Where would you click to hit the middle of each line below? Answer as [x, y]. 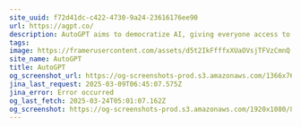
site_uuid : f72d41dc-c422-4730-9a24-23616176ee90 [104, 17]
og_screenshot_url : [46, 76]
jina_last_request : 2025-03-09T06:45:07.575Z [95, 84]
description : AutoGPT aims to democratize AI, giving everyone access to [150, 34]
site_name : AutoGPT [46, 59]
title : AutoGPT [38, 68]
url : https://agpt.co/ [52, 26]
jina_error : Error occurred [62, 92]
